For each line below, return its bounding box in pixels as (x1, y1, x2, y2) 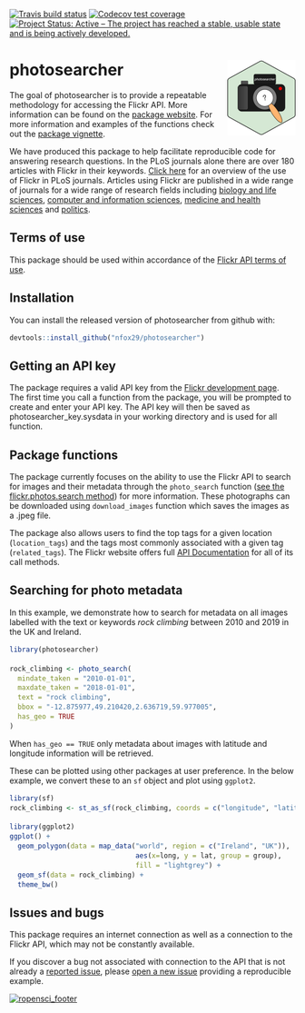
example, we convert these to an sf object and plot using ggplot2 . (9, 775, 256, 786)
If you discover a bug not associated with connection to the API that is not (9, 957, 286, 968)
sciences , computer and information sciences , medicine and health (9, 194, 261, 204)
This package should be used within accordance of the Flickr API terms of (9, 254, 287, 265)
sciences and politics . (9, 204, 91, 214)
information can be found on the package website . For (9, 109, 213, 120)
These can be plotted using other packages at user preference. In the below (9, 765, 294, 776)
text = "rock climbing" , (17, 693, 112, 702)
